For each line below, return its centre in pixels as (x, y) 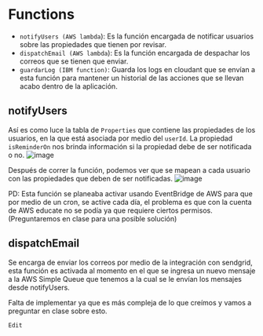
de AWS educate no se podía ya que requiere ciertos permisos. (111, 210)
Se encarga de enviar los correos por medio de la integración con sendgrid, (130, 262)
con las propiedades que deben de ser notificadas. (90, 178)
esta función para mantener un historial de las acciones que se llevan (131, 78)
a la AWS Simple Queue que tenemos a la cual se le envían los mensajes (125, 279)
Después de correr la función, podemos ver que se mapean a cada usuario (130, 170)
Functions (41, 15)
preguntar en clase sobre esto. (58, 311)
